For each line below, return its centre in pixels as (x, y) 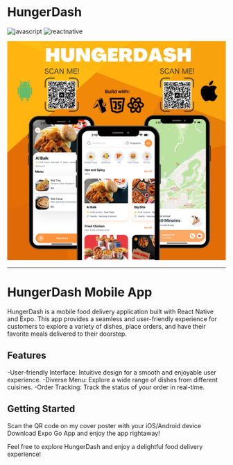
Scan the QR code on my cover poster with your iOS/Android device (104, 425)
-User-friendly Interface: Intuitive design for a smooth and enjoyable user (112, 372)
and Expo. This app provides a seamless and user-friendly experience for (112, 319)
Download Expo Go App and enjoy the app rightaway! (84, 433)
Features (27, 356)
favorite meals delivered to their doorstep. (67, 334)
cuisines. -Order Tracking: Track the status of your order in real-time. (106, 387)
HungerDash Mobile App (80, 292)
